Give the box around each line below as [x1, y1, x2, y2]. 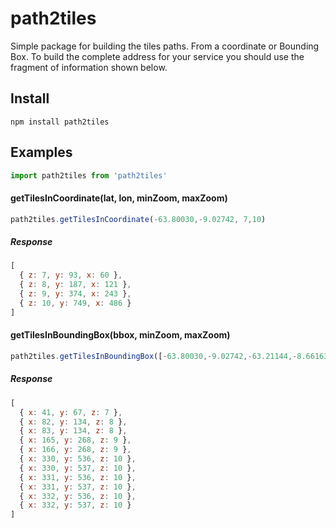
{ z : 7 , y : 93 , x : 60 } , [19, 270, 123, 281]
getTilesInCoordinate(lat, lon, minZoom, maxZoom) [10, 192, 228, 204]
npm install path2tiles [10, 117, 110, 127]
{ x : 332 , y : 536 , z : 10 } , [19, 491, 137, 501]
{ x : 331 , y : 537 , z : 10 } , [19, 482, 137, 492]
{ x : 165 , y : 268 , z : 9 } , [19, 435, 132, 446]
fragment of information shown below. [10, 61, 168, 73]
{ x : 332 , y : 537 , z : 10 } [19, 500, 132, 511]
